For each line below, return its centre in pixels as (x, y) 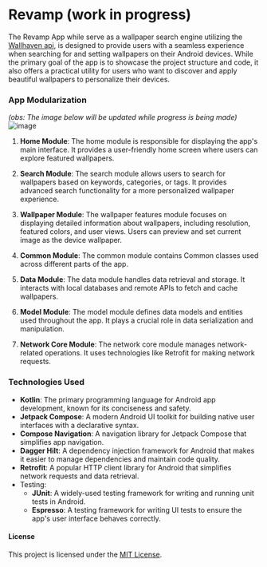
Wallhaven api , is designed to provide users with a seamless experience (126, 45)
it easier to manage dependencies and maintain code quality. (120, 459)
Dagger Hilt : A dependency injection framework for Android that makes (137, 450)
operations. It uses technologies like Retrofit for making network (150, 353)
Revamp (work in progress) (100, 15)
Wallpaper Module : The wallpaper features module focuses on (123, 215)
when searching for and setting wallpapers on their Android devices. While (131, 54)
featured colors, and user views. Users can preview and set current (130, 232)
